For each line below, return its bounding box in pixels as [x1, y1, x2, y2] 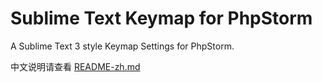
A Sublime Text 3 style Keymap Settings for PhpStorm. [10, 40, 235, 52]
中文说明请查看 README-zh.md [10, 60, 141, 72]
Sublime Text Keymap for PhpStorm [10, 7, 313, 30]
